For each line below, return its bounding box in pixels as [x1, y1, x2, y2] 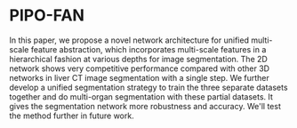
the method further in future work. [9, 110, 135, 121]
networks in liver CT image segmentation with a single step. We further [9, 72, 269, 83]
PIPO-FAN [9, 5, 84, 26]
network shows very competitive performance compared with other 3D [9, 63, 269, 74]
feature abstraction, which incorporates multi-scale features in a [30, 44, 267, 54]
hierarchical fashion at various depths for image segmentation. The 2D [9, 53, 269, 64]
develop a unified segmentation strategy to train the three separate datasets [9, 82, 288, 92]
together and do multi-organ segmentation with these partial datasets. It [9, 91, 274, 102]
